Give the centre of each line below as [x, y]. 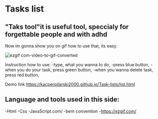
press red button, [22, 75]
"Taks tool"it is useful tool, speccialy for [67, 27]
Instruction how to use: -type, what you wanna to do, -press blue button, [77, 65]
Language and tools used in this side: [62, 99]
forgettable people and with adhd [56, 34]
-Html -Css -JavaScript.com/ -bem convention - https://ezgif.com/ [71, 111]
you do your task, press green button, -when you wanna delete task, [85, 70]
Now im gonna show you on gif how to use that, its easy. [61, 46]
